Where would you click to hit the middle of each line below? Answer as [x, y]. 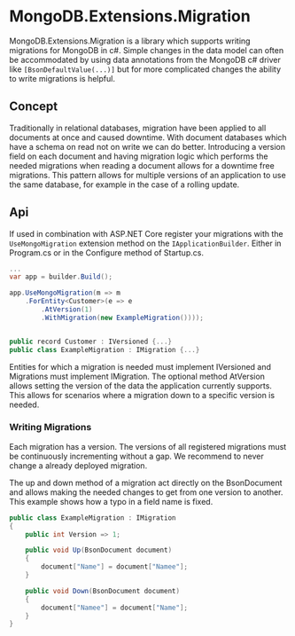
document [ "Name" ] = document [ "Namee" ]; [115, 567]
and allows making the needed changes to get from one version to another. [146, 492]
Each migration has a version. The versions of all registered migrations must [148, 446]
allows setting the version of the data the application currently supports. [141, 385]
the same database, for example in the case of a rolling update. [124, 185]
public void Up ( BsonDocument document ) [99, 550]
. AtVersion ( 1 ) [67, 310]
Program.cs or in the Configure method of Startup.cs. [106, 252]
